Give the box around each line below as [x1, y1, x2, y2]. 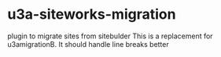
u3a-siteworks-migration [7, 5, 176, 23]
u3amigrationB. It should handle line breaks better [7, 39, 170, 48]
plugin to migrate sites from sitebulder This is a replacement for [7, 31, 213, 41]
